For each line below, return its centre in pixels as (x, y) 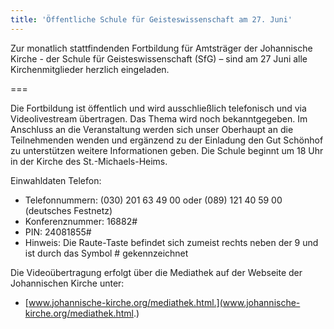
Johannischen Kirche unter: (67, 283)
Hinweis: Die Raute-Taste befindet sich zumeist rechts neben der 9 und (171, 242)
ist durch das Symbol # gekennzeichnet (106, 253)
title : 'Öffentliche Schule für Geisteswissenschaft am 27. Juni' (151, 19)
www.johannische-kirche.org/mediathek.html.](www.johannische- (164, 302)
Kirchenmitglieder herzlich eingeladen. (90, 69)
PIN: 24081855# (58, 232)
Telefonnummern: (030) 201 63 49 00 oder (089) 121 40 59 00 (153, 200)
